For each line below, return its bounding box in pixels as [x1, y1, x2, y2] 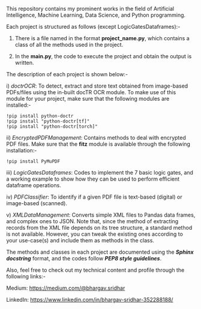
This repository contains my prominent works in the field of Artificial [6, 5, 175, 12]
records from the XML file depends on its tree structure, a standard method [6, 224, 193, 231]
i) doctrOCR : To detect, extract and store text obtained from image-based [6, 82, 188, 89]
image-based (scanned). [6, 200, 68, 206]
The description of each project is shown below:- [6, 71, 128, 77]
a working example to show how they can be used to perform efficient [6, 175, 180, 182]
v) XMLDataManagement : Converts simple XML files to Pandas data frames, [6, 211, 196, 218]
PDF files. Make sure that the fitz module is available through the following [6, 140, 191, 148]
